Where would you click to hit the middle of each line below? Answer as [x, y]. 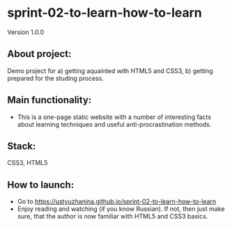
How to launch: [41, 185]
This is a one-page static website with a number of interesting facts [114, 117]
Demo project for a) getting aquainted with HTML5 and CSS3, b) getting [110, 70]
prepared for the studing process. [56, 78]
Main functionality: [49, 100]
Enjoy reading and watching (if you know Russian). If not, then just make [121, 209]
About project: [39, 54]
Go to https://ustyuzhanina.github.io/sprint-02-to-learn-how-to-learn [117, 202]
